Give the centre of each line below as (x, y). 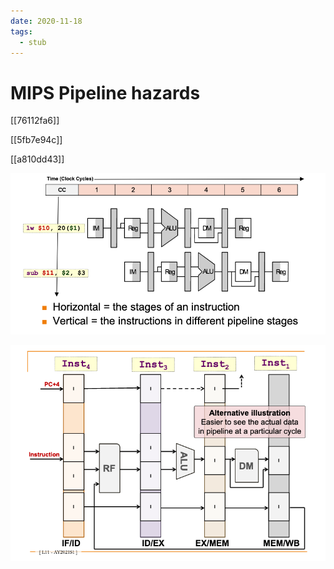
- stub (33, 42)
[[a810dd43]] (37, 159)
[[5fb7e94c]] (36, 140)
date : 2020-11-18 (46, 21)
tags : (21, 31)
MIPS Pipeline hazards (105, 92)
